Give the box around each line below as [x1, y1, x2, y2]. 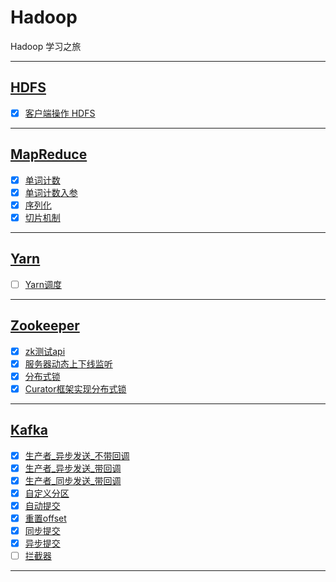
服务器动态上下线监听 [24, 357, 113, 370]
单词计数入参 [24, 186, 78, 198]
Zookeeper [10, 317, 80, 335]
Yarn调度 [24, 278, 62, 290]
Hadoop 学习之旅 [10, 40, 82, 52]
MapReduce [10, 146, 88, 163]
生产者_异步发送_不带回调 [24, 449, 130, 461]
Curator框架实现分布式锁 [24, 382, 127, 395]
